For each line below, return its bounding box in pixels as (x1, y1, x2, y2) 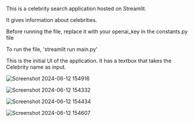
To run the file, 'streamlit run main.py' (6, 46, 98, 53)
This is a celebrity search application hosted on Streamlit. (6, 5, 147, 12)
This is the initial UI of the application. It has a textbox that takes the (6, 57, 172, 64)
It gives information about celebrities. (6, 17, 97, 23)
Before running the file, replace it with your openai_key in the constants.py (6, 28, 188, 35)
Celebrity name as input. (6, 63, 66, 70)
